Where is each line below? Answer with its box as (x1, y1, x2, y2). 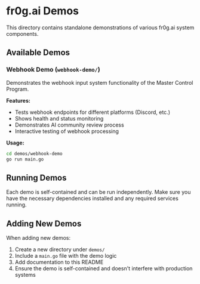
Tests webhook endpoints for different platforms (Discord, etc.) (14, 109, 171, 116)
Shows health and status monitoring (14, 115, 104, 122)
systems (14, 271, 36, 278)
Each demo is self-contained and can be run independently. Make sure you (6, 189, 191, 196)
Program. (6, 85, 29, 92)
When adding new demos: (6, 234, 71, 241)
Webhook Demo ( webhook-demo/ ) (6, 66, 100, 74)
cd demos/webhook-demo (6, 150, 63, 156)
